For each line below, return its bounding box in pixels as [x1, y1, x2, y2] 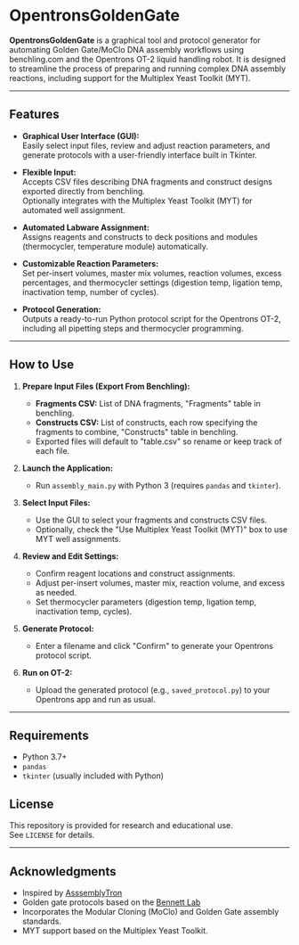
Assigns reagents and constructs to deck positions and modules [21, 231, 258, 242]
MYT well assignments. [35, 533, 122, 544]
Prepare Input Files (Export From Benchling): [21, 381, 190, 391]
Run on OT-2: [21, 667, 73, 678]
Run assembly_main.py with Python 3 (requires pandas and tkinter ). [35, 480, 282, 490]
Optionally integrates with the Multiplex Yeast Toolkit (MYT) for [21, 195, 253, 206]
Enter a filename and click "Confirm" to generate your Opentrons [35, 640, 274, 651]
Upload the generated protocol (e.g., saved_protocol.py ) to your [35, 684, 271, 695]
